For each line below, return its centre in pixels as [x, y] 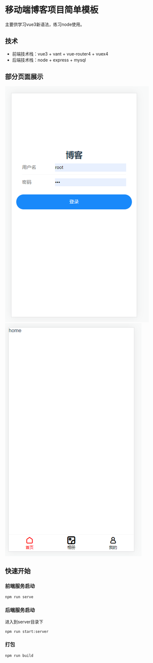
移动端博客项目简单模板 [52, 10]
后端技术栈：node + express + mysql [49, 60]
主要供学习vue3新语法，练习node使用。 [45, 24]
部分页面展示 [24, 77]
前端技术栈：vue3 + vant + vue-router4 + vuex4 [60, 54]
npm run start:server [27, 631]
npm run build [19, 655]
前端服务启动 [20, 586]
